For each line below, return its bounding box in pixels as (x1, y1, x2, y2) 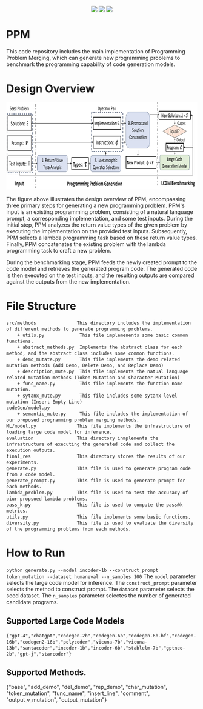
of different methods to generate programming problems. (6, 326, 153, 332)
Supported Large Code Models (6, 616, 124, 627)
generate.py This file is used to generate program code (6, 465, 191, 471)
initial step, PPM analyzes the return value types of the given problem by (6, 221, 188, 228)
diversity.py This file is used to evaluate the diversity (6, 520, 194, 526)
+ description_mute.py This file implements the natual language (17, 368, 188, 374)
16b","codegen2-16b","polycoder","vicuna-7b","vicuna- (6, 639, 148, 645)
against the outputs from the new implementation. (6, 278, 131, 285)
